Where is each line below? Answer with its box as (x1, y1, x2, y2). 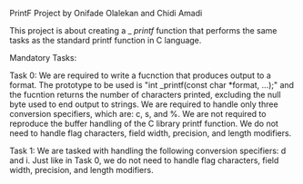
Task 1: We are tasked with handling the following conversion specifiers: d (9, 145, 287, 156)
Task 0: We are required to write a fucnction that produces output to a (9, 70, 271, 81)
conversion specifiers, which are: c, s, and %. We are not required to (9, 109, 267, 119)
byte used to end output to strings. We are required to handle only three (9, 99, 279, 110)
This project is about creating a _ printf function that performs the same (9, 25, 278, 35)
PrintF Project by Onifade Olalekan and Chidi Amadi (9, 8, 203, 18)
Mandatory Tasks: (9, 53, 77, 63)
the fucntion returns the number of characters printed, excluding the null (9, 90, 281, 100)
